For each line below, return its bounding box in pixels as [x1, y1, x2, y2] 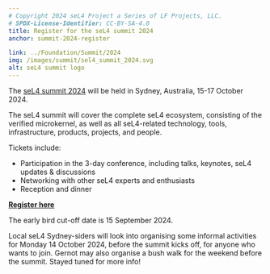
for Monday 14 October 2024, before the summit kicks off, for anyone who [8, 239, 256, 249]
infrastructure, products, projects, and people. [8, 127, 162, 137]
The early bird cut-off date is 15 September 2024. [8, 215, 174, 225]
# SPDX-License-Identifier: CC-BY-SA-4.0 [8, 19, 150, 27]
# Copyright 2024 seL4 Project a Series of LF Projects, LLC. [8, 11, 222, 20]
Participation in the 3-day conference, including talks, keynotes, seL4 [19, 158, 252, 168]
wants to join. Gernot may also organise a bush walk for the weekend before [8, 247, 263, 258]
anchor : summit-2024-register [8, 34, 111, 43]
